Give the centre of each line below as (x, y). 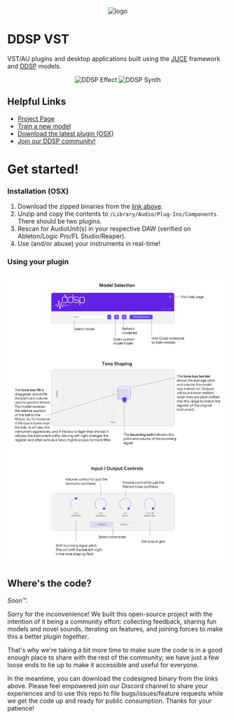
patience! (21, 708)
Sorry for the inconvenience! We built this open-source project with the (110, 614)
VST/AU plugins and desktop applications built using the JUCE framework (114, 58)
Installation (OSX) (38, 191)
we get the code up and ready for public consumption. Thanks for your (110, 701)
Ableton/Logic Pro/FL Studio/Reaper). (71, 236)
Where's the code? (50, 583)
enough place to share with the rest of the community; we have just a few (113, 657)
